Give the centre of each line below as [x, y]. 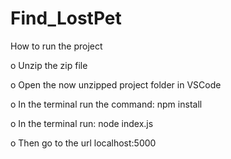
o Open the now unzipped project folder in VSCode [116, 84]
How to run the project [56, 46]
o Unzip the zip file [49, 65]
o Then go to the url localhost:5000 [83, 143]
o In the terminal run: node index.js [82, 123]
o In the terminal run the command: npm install [106, 104]
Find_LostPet [66, 18]
